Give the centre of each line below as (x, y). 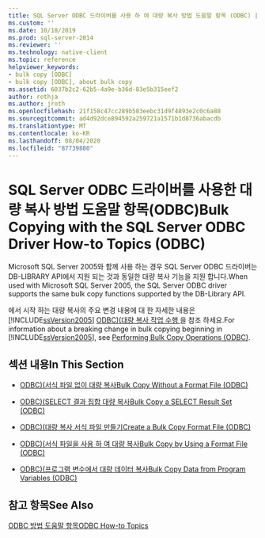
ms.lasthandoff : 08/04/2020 (55, 141)
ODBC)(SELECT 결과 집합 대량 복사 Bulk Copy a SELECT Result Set (126, 402)
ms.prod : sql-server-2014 (51, 38)
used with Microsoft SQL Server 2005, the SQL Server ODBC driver (118, 285)
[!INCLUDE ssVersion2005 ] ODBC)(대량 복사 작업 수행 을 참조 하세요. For (121, 320)
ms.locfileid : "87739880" (51, 148)
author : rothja (33, 97)
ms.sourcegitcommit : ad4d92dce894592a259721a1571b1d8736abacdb (115, 119)
